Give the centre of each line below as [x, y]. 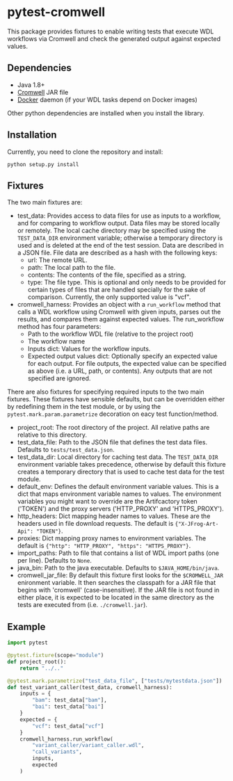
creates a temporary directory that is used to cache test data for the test [121, 472]
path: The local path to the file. [72, 268]
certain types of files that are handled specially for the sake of [117, 290]
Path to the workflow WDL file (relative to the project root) [111, 334]
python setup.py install [43, 164]
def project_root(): [37, 661]
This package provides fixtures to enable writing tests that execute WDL [111, 31]
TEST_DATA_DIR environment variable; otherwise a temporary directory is [120, 238]
